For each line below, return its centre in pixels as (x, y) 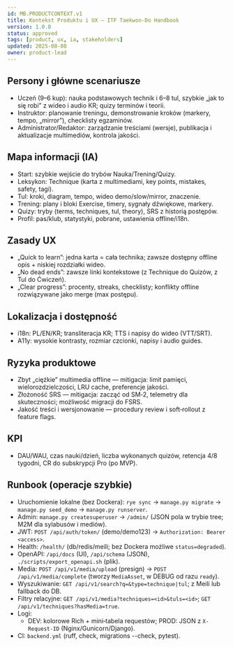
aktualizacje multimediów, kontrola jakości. (79, 135)
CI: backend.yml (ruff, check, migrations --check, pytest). (99, 635)
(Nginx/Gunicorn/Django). (98, 628)
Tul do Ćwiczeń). (42, 280)
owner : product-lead (37, 53)
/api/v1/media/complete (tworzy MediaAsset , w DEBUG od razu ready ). (118, 576)
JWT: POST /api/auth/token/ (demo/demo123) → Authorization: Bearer (121, 532)
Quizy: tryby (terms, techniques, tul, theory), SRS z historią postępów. (118, 211)
